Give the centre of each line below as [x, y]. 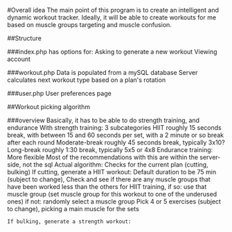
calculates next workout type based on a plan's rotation [87, 80]
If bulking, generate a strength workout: [69, 222]
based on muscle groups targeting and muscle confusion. [89, 25]
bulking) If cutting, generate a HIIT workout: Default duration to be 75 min [112, 172]
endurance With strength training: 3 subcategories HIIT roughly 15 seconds [114, 127]
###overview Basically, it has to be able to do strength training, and [103, 120]
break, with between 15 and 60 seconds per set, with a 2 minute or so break [115, 135]
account [19, 59]
